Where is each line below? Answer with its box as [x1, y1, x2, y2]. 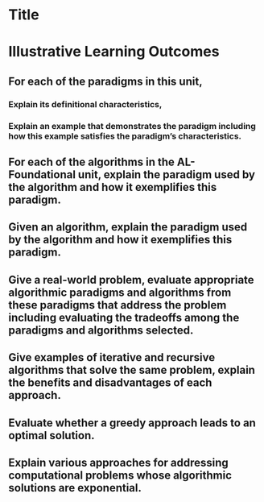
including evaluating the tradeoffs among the [8, 310, 240, 324]
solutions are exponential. [8, 481, 142, 495]
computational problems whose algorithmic [8, 468, 232, 482]
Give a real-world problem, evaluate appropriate [8, 272, 255, 287]
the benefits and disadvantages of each [8, 376, 212, 390]
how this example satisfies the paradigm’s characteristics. [8, 131, 242, 142]
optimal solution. [8, 429, 95, 442]
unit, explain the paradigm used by [77, 168, 256, 181]
